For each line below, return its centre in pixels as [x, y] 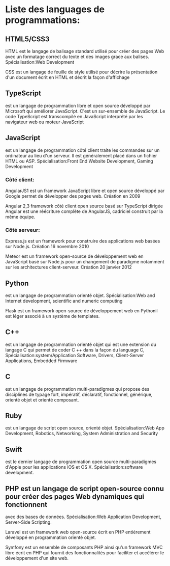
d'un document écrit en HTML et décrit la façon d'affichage [67, 77]
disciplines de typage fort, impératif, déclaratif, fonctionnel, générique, [79, 394]
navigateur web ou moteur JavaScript [45, 122]
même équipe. [20, 217]
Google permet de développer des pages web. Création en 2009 [73, 196]
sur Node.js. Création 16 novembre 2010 [47, 247]
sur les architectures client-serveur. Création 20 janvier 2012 [69, 267]
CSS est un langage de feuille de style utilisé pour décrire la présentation [81, 72]
